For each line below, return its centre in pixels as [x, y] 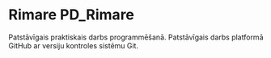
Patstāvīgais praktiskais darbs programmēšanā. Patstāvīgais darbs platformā [136, 37]
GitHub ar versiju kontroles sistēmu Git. [74, 45]
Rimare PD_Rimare [72, 15]
